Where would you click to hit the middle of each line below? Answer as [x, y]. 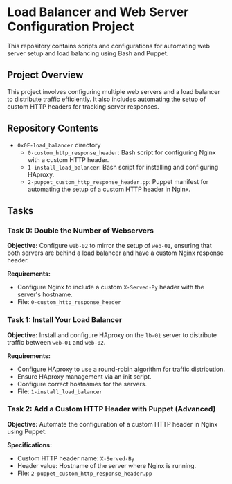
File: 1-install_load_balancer [60, 391]
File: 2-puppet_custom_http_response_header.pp [84, 473]
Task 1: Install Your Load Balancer [65, 320]
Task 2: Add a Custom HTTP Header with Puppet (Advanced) [111, 409]
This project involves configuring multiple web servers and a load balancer [114, 91]
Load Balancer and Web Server [98, 12]
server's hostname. [45, 294]
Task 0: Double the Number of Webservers [81, 231]
